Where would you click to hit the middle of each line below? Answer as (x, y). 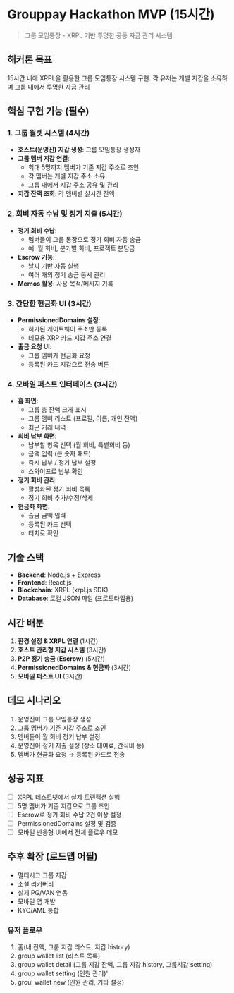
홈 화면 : (28, 401)
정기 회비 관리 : (37, 480)
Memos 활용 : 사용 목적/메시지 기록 (66, 284)
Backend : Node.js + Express (59, 575)
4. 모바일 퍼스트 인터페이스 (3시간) (62, 384)
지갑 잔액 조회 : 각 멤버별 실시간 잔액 (66, 194)
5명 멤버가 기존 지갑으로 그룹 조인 (64, 805)
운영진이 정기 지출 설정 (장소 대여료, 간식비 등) (81, 745)
